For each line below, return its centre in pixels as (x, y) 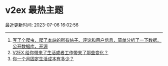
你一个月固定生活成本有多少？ (43, 59)
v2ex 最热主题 (34, 10)
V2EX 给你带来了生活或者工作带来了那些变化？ (60, 52)
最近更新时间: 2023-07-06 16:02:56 (42, 25)
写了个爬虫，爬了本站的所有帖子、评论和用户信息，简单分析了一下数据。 (87, 40)
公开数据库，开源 (30, 46)
